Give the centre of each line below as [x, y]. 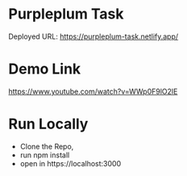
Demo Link [45, 69]
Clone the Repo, [47, 146]
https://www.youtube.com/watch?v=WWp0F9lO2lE [93, 91]
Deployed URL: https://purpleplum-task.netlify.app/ [93, 36]
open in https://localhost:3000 [71, 163]
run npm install [45, 155]
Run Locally [48, 124]
